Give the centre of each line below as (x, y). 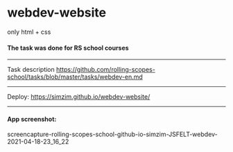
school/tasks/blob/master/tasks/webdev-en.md (75, 77)
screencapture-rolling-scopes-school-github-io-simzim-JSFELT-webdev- (113, 134)
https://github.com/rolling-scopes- (106, 70)
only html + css (29, 32)
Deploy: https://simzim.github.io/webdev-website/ (79, 97)
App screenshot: (32, 119)
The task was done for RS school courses (68, 48)
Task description (31, 70)
